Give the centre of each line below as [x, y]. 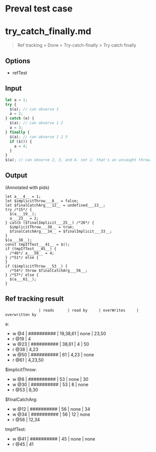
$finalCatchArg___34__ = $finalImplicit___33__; [61, 231]
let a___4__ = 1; [23, 196]
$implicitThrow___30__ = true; [42, 227]
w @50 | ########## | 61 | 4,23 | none [53, 355]
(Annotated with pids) [27, 187]
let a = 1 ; [16, 100]
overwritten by [21, 315]
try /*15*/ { [19, 209]
